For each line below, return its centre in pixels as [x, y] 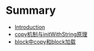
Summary [31, 10]
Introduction [30, 27]
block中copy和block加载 [45, 41]
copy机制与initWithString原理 [51, 34]
